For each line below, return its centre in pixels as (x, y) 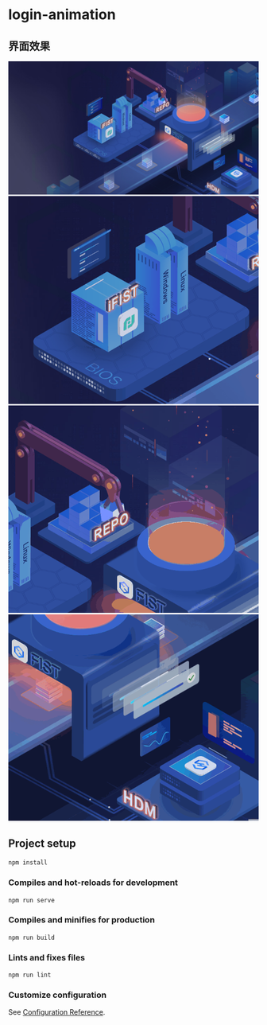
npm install (28, 863)
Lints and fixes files (47, 957)
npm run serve (32, 900)
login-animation (62, 15)
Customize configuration (58, 995)
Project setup (43, 843)
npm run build (32, 937)
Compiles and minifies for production (81, 920)
